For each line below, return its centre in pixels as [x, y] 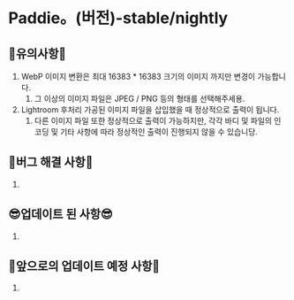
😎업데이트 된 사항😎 [60, 215]
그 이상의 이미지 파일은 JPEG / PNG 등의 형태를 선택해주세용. [139, 99]
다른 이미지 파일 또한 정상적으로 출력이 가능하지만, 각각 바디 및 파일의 [153, 121]
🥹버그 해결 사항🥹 [51, 162]
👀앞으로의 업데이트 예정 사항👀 [84, 266]
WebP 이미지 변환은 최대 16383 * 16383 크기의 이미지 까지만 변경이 [138, 77]
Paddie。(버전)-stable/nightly [118, 18]
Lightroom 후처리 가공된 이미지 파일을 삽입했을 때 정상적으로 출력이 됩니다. [150, 110]
